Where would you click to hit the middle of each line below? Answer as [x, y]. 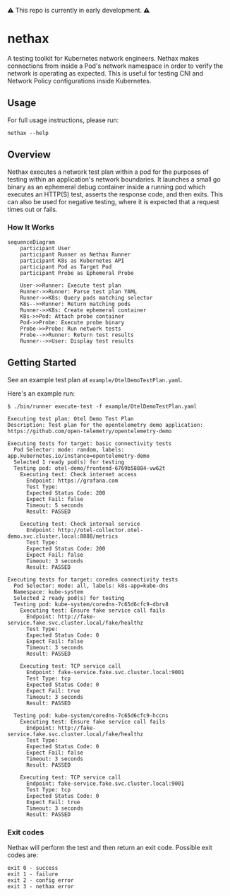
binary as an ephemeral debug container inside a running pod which [107, 187]
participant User [46, 248]
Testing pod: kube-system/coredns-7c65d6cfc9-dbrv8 [91, 604]
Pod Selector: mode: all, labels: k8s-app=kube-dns [91, 586]
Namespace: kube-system [48, 592]
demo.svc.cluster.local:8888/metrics [63, 536]
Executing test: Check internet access [79, 474]
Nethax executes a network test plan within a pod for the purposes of [108, 172]
